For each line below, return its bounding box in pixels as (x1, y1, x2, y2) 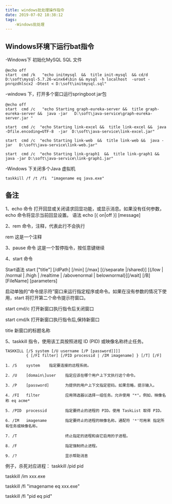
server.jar (5, 116, 29, 121)
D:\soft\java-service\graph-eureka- (74, 111, 153, 116)
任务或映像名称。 (9, 424, 40, 429)
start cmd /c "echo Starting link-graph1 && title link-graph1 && (5, 152, 160, 157)
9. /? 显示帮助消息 (5, 453, 88, 458)
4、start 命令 (5, 255, 33, 261)
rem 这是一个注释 (5, 234, 42, 240)
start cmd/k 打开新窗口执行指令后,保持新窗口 (5, 316, 100, 322)
